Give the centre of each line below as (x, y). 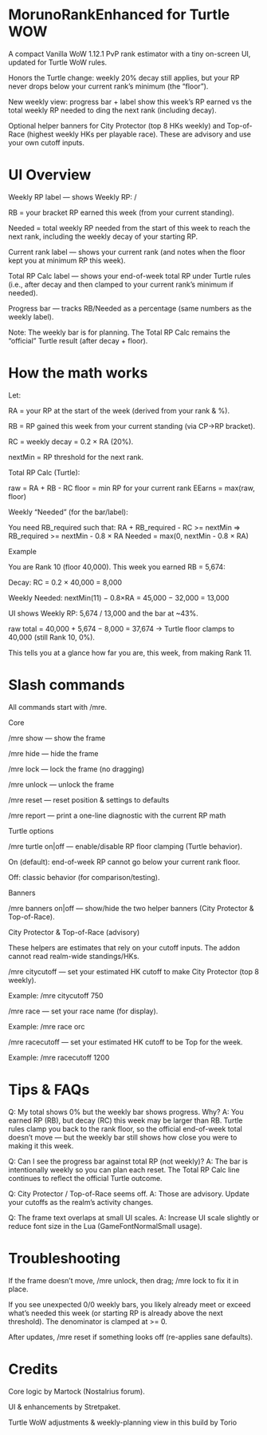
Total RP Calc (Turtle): (44, 472)
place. (19, 1289)
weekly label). (31, 316)
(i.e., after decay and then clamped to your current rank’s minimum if (121, 284)
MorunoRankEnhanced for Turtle (119, 15)
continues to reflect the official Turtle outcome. (85, 1178)
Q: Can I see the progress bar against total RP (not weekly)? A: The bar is (128, 1161)
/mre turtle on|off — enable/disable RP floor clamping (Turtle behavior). (126, 846)
